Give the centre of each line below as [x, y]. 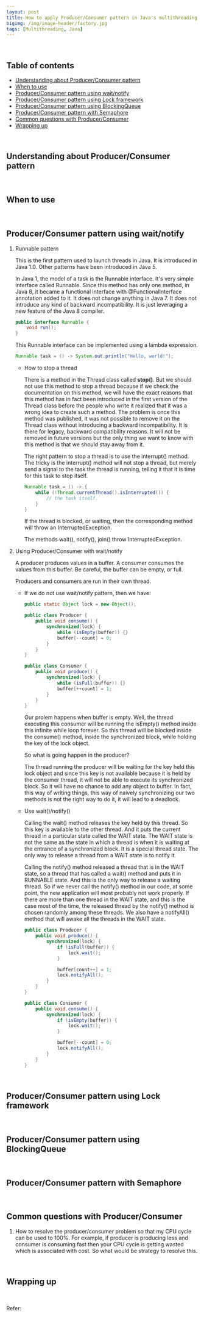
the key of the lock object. [57, 743]
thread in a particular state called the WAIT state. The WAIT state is [108, 836]
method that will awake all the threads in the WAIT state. [95, 919]
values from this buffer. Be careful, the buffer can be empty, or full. [99, 569]
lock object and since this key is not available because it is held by [107, 773]
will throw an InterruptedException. [68, 527]
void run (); [41, 328]
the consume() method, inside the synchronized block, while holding [110, 737]
